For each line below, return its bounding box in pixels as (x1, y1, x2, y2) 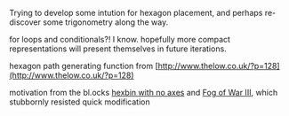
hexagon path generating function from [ (9, 61, 158, 71)
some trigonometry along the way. (43, 17, 169, 27)
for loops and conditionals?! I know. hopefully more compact (9, 35, 231, 44)
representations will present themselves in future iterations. (9, 43, 227, 54)
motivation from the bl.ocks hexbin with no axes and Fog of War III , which (9, 88, 278, 97)
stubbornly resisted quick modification (9, 97, 150, 107)
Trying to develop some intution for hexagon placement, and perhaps (9, 8, 263, 18)
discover (9, 17, 42, 27)
